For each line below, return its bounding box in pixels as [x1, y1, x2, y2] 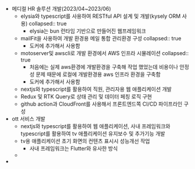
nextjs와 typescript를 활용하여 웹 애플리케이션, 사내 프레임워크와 [20, 123, 171, 129]
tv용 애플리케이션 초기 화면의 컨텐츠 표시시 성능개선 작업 [20, 138, 150, 144]
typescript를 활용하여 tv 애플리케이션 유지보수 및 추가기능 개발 [20, 130, 165, 137]
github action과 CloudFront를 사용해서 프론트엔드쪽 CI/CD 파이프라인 [20, 100, 183, 107]
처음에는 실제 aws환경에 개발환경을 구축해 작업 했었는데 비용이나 [29, 63, 178, 70]
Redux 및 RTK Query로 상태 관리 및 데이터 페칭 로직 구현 [20, 93, 152, 100]
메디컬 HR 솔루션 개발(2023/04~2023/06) [11, 5, 111, 12]
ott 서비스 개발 [11, 115, 45, 122]
